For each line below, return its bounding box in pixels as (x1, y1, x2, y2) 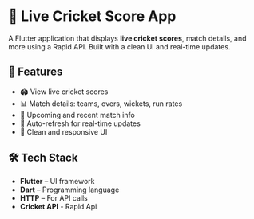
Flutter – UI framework (19, 176, 95, 186)
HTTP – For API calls (19, 193, 88, 202)
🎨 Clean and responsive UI (19, 127, 108, 136)
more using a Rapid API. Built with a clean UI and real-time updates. (8, 41, 231, 51)
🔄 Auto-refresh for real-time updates (19, 119, 141, 128)
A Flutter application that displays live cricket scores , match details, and (8, 33, 247, 43)
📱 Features (8, 65, 63, 79)
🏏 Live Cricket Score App (8, 7, 177, 25)
